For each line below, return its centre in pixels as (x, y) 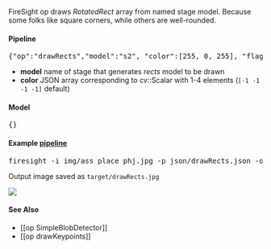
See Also (23, 210)
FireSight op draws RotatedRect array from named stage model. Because (130, 12)
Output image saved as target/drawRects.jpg (84, 176)
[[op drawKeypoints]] (55, 236)
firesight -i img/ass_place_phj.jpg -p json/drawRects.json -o (136, 161)
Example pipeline (38, 143)
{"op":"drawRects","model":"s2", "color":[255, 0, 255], (123, 56)
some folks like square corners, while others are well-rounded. (112, 20)
